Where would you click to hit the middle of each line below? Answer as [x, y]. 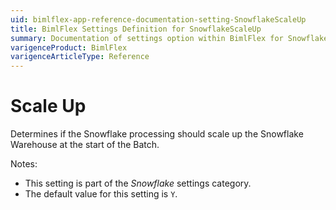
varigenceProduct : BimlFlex [69, 47]
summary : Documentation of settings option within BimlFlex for [147, 38]
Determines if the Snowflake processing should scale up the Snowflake [157, 134]
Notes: [24, 164]
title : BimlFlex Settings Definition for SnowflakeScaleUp [136, 29]
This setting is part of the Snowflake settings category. [138, 183]
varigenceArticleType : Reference [80, 57]
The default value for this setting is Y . [101, 194]
